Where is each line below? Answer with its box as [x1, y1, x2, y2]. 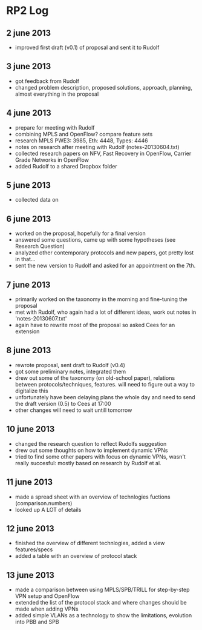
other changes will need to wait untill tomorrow [15, 406, 132, 414]
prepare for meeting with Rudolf [15, 124, 95, 131]
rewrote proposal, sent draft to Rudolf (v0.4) [15, 361, 126, 368]
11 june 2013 [6, 477, 53, 488]
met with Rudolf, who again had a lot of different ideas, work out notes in [15, 308, 197, 316]
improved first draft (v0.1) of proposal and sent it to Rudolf [15, 44, 160, 51]
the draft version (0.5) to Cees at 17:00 [15, 400, 111, 407]
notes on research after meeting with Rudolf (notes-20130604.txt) [15, 143, 180, 150]
